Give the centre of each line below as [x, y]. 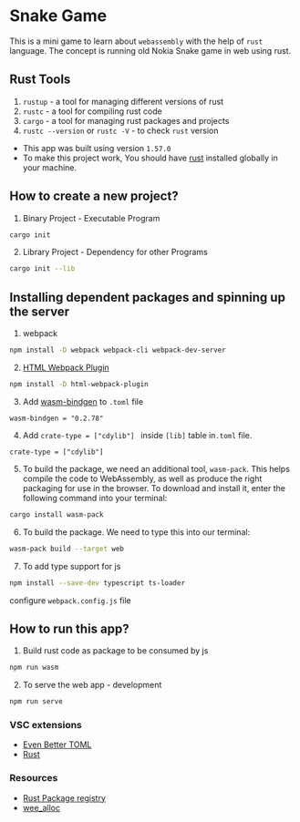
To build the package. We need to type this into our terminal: [136, 532]
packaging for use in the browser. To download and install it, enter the [154, 488]
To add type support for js [72, 566]
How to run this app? [69, 628]
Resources [34, 778]
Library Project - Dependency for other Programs [115, 252]
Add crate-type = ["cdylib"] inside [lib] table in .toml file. [137, 435]
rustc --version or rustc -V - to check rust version [120, 130]
